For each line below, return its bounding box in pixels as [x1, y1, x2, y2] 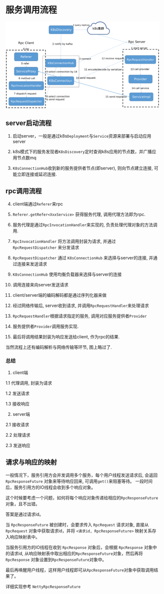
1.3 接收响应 [5, 401, 30, 406]
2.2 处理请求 [5, 432, 31, 438]
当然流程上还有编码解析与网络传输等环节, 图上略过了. [5, 344, 112, 350]
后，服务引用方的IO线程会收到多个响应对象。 [5, 484, 96, 490]
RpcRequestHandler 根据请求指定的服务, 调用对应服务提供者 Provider [12, 313, 147, 319]
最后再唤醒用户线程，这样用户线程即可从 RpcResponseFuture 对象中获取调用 [5, 567, 154, 573]
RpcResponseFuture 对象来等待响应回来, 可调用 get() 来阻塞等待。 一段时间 [5, 478, 153, 484]
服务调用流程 [5, 4, 58, 16]
